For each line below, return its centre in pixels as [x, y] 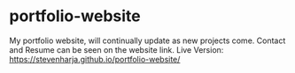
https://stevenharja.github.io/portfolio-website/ [95, 59]
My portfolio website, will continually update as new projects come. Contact [147, 40]
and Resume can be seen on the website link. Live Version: [116, 49]
